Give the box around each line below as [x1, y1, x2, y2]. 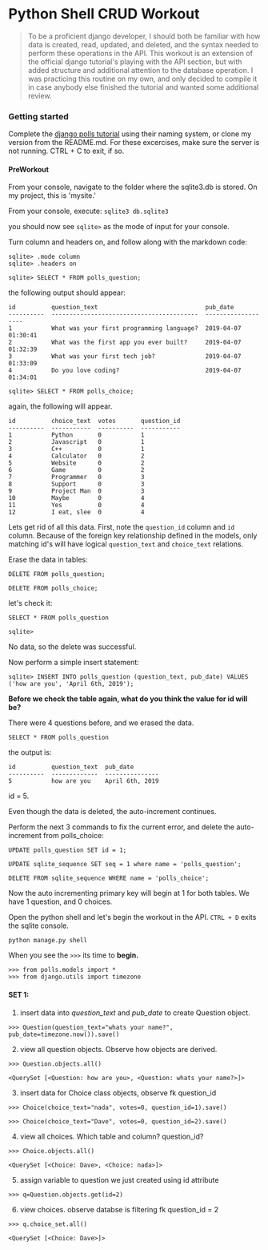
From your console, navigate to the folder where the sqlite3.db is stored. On [8, 182, 258, 192]
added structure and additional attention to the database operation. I [27, 65, 254, 75]
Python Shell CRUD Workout [8, 5, 200, 23]
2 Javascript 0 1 [8, 438, 146, 446]
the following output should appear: [8, 288, 126, 297]
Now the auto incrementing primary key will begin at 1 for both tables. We [8, 889, 250, 898]
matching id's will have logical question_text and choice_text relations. [8, 539, 244, 549]
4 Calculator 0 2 [8, 452, 146, 461]
